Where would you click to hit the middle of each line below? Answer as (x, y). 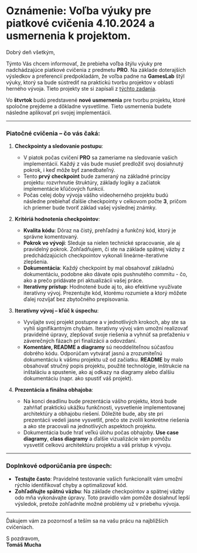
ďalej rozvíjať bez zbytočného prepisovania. (76, 299)
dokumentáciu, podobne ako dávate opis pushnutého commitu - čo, (105, 274)
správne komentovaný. (51, 237)
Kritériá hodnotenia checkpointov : (57, 219)
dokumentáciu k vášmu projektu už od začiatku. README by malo (103, 360)
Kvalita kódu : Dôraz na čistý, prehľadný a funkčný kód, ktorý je (100, 230)
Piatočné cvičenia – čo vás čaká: (53, 133)
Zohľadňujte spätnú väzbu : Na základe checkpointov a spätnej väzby (99, 491)
